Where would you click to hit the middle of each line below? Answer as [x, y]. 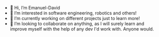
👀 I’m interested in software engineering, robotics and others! [73, 13]
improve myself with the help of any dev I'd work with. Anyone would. [82, 29]
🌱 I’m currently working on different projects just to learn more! [75, 18]
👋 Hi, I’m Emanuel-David [35, 8]
